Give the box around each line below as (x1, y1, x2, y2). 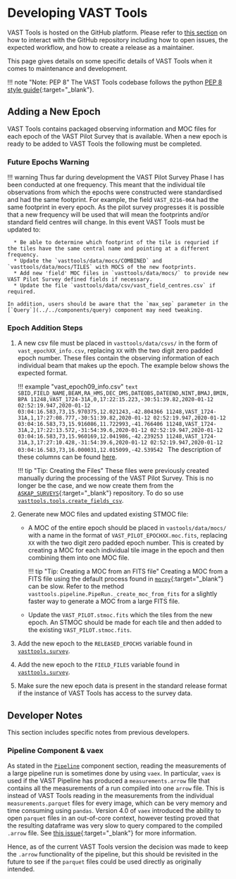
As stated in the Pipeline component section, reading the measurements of (7, 761, 227, 770)
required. (7, 289, 37, 296)
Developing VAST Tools (7, 5, 148, 21)
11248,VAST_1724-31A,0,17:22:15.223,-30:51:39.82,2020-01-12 (30, 396, 213, 403)
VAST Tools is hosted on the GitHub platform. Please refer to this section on (7, 28, 228, 37)
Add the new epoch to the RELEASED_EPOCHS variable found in (17, 639, 192, 648)
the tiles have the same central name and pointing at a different (7, 245, 210, 253)
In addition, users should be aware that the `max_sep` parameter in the (7, 301, 229, 308)
